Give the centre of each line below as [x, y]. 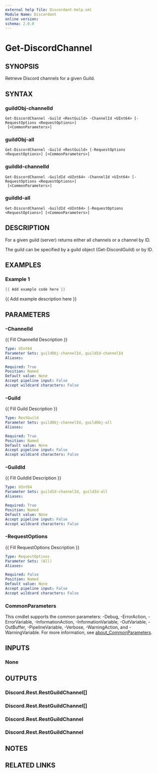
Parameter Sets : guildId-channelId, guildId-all [56, 492]
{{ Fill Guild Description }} [31, 409]
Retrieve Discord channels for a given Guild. [50, 78]
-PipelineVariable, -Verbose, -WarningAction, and [78, 627]
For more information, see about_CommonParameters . [97, 632]
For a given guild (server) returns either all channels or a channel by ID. [78, 240]
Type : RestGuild [22, 418]
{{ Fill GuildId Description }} [33, 478]
